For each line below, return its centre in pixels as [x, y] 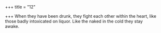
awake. [12, 26]
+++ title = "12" [20, 7]
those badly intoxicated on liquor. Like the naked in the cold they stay [74, 21]
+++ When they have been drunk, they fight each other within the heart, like [81, 16]
